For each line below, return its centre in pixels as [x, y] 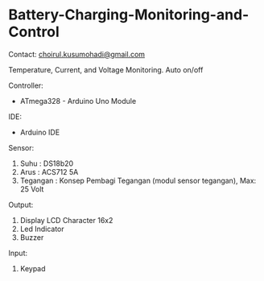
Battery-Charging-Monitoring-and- [129, 15]
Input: [18, 253]
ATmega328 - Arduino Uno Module [78, 101]
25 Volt [32, 189]
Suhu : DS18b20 [47, 163]
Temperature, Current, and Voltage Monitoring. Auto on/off [106, 69]
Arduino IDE [40, 132]
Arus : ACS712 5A [49, 171]
